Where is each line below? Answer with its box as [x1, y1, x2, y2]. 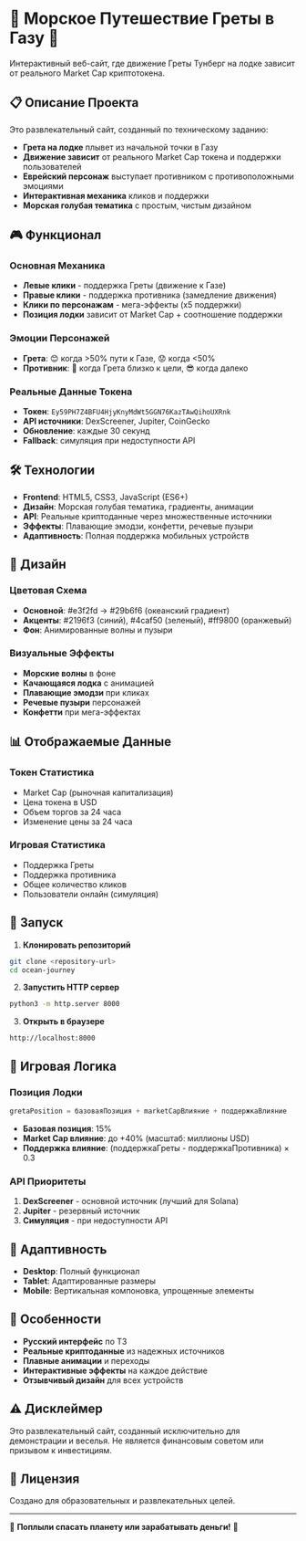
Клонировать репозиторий [22, 939, 131, 950]
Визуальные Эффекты [9, 647, 115, 660]
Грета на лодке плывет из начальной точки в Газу [22, 142, 219, 152]
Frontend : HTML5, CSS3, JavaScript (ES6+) [22, 491, 189, 502]
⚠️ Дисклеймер [9, 1401, 103, 1417]
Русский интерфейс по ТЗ [22, 1336, 127, 1347]
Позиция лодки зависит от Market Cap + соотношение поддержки [22, 309, 283, 320]
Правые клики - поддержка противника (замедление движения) [22, 289, 278, 300]
